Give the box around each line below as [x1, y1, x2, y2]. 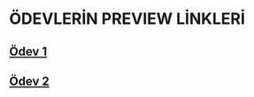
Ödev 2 [9, 73, 50, 88]
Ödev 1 [9, 44, 48, 59]
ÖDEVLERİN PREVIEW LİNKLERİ [9, 9, 246, 29]
